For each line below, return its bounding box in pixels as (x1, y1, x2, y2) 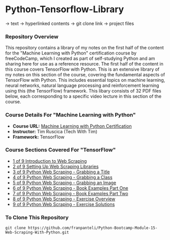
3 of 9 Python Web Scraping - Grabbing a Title (12, 169, 110, 175)
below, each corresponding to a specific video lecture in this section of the (5, 93, 161, 100)
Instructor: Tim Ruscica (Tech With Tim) (12, 128, 97, 134)
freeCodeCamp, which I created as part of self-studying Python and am (5, 55, 155, 62)
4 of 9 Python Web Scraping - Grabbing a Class (12, 174, 113, 180)
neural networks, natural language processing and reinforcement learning (5, 82, 159, 88)
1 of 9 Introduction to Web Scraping (12, 158, 87, 164)
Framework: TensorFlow (12, 134, 65, 140)
